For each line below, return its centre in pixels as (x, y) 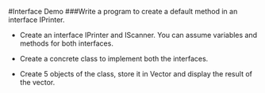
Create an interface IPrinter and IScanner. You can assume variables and (138, 35)
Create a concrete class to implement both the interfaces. (114, 59)
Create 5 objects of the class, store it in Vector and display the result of (136, 74)
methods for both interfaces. (66, 43)
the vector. (37, 82)
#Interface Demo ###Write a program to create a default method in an (123, 11)
